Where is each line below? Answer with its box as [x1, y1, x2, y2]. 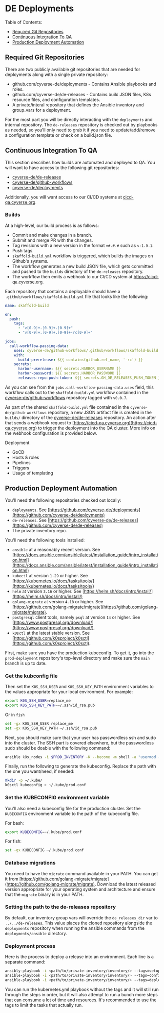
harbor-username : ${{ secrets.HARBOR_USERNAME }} [18, 366, 121, 371]
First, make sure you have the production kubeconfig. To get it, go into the [5, 650, 154, 656]
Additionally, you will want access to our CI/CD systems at [5, 194, 122, 200]
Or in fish [5, 712, 25, 717]
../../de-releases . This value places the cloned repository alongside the [5, 920, 153, 926]
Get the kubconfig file [5, 672, 58, 679]
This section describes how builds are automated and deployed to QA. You [5, 159, 155, 165]
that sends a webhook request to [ [5, 420, 74, 425]
